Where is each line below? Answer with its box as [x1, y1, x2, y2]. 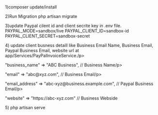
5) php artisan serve [5, 105, 46, 110]
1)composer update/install [5, 4, 57, 10]
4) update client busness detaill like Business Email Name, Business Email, [5, 43, 154, 48]
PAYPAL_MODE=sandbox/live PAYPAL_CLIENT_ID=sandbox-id [5, 28, 129, 33]
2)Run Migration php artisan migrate [5, 14, 78, 19]
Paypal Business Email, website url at [5, 48, 79, 53]
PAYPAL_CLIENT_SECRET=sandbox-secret [5, 33, 90, 39]
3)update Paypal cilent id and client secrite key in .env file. [5, 23, 122, 29]
